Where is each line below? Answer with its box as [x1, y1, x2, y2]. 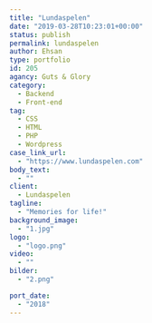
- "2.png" [17, 275, 54, 284]
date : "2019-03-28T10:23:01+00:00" [9, 22, 144, 31]
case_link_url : [9, 148, 67, 157]
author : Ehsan [9, 47, 63, 56]
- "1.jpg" [17, 224, 54, 233]
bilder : [9, 267, 39, 276]
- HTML [17, 123, 43, 132]
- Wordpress [17, 140, 63, 149]
